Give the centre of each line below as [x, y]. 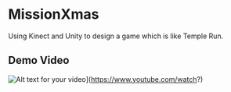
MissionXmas [54, 14]
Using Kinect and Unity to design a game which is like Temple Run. [116, 36]
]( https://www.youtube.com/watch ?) [144, 79]
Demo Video [39, 60]
